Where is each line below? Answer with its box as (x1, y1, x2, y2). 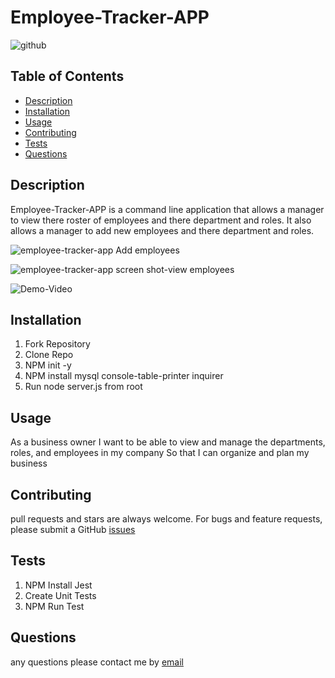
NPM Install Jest (24, 579, 93, 591)
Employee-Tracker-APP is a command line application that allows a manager (10, 203, 325, 215)
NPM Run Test (24, 600, 85, 612)
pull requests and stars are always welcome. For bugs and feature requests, (10, 513, 323, 525)
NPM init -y (24, 359, 72, 371)
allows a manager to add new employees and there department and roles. (10, 224, 315, 236)
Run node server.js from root (24, 381, 143, 393)
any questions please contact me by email (10, 656, 184, 668)
